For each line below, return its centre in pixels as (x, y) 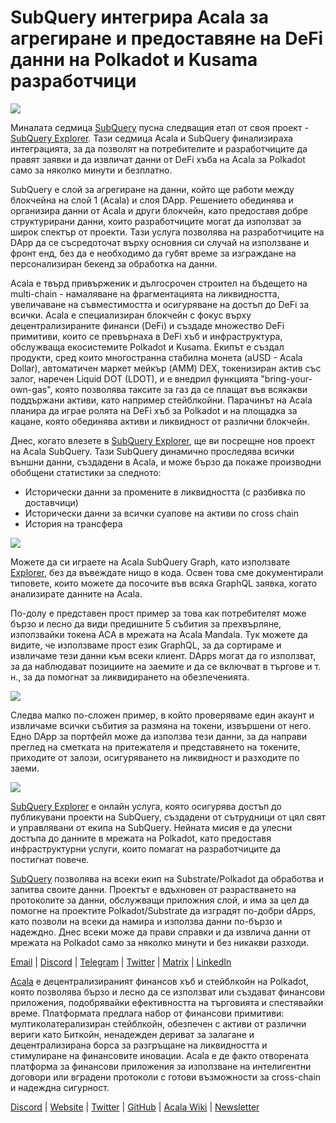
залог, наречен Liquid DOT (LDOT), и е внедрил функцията (134, 378)
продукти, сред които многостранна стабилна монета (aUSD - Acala (156, 357)
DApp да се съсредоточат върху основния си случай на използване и (160, 242)
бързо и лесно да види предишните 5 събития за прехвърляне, (146, 623)
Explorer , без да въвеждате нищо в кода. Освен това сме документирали (167, 572)
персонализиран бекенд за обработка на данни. (114, 263)
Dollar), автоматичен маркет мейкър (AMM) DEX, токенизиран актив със (166, 368)
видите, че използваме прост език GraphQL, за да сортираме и (146, 645)
